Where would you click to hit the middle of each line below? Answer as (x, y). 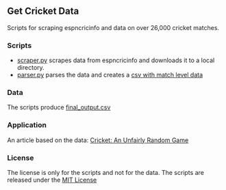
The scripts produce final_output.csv (59, 107)
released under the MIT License (52, 180)
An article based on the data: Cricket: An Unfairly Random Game (98, 140)
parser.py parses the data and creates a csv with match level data (110, 75)
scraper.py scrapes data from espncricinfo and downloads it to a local (116, 60)
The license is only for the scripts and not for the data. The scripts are (105, 173)
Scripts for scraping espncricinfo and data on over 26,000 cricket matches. (113, 27)
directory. (30, 68)
